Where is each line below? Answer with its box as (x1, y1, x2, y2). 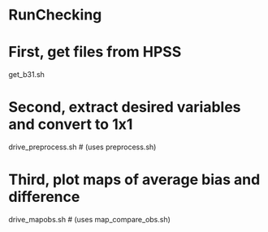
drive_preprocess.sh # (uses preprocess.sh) (8, 142, 157, 152)
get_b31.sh (8, 70, 45, 79)
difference (8, 188, 80, 206)
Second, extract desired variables (8, 98, 241, 117)
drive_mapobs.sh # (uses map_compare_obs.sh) (8, 215, 171, 224)
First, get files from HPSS (8, 43, 182, 62)
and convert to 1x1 (8, 115, 133, 134)
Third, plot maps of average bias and (8, 170, 261, 189)
